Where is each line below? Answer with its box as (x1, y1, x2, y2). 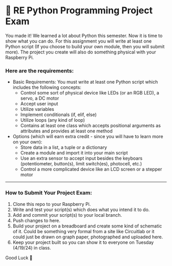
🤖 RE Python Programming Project (5, 5, 153, 16)
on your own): (12, 139, 42, 145)
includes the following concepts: (12, 84, 82, 90)
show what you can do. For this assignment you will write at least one (5, 38, 152, 44)
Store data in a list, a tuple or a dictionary (20, 144, 107, 150)
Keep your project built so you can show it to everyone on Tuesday (12, 239, 154, 245)
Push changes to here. (12, 217, 60, 223)
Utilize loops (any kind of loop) (20, 117, 85, 123)
